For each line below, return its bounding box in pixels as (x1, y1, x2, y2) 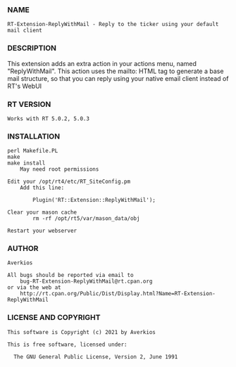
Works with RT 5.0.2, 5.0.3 (7, 115, 90, 122)
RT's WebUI (7, 82, 42, 90)
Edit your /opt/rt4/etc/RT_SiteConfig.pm (7, 178, 131, 186)
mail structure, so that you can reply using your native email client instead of (7, 74, 229, 82)
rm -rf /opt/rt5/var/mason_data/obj (32, 215, 140, 222)
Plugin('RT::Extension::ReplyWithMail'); (32, 197, 156, 204)
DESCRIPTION (7, 44, 57, 53)
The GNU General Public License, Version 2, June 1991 (13, 353, 178, 360)
